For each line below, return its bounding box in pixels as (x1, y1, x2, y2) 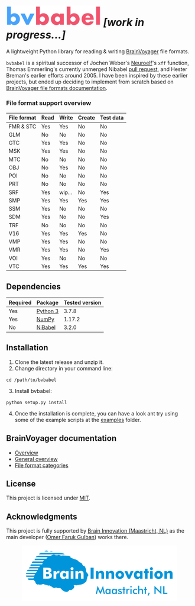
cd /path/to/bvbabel (6, 377, 57, 383)
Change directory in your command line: (14, 365, 113, 372)
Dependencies (6, 281, 61, 292)
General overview (14, 455, 58, 462)
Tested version (63, 299, 102, 306)
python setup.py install (6, 399, 67, 405)
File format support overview (6, 99, 92, 107)
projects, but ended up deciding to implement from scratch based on (6, 78, 174, 85)
